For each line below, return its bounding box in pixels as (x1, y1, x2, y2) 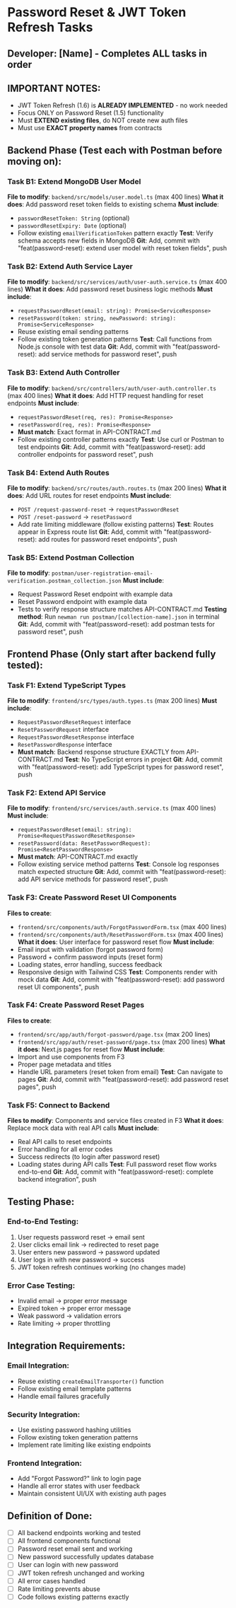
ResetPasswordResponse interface (17, 740, 112, 748)
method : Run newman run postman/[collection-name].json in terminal (17, 612, 220, 621)
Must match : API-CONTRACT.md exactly (17, 853, 138, 861)
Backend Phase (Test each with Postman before (7, 144, 223, 156)
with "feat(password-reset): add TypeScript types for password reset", (17, 762, 224, 771)
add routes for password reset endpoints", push (38, 535, 178, 543)
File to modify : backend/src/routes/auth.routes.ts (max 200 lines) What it (7, 484, 227, 492)
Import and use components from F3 (17, 1052, 125, 1061)
